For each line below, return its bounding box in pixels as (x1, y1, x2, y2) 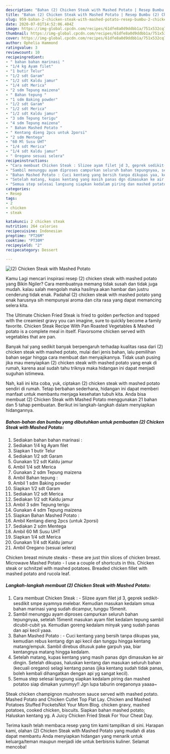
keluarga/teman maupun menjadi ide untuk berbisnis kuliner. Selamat (6, 738, 149, 745)
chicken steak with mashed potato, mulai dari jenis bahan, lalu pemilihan (6, 349, 156, 355)
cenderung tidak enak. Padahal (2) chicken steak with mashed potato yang (6, 292, 161, 298)
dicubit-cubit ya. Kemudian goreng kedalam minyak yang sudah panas (13, 622, 159, 628)
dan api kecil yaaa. (13, 627, 52, 633)
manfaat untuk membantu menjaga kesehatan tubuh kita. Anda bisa (6, 391, 146, 397)
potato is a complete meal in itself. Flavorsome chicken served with (6, 328, 145, 334)
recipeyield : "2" (6, 243, 42, 248)
